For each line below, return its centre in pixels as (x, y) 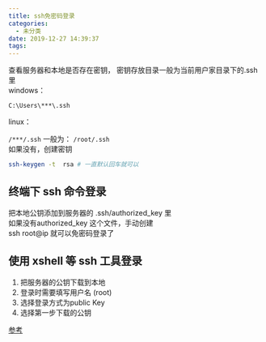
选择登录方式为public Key (62, 302)
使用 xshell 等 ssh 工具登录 (76, 261)
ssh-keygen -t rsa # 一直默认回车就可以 (74, 165)
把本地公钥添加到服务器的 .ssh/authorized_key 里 (90, 212)
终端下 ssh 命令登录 (57, 192)
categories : (28, 24)
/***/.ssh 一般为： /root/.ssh (59, 139)
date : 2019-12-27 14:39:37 (54, 38)
